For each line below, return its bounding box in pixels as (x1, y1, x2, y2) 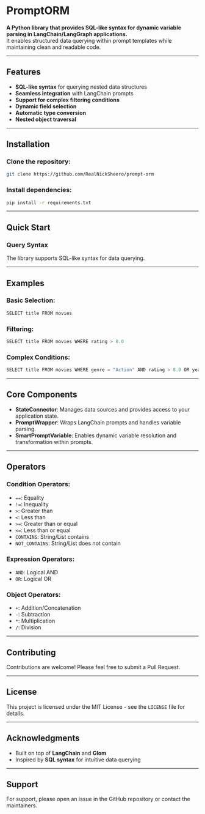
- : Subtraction (15, 611, 51, 618)
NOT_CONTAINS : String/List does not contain (15, 539, 121, 547)
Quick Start (6, 222, 51, 232)
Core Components (6, 390, 77, 400)
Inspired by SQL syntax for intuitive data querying (15, 756, 142, 763)
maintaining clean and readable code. (6, 43, 101, 51)
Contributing (6, 647, 56, 657)
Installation (6, 139, 50, 150)
